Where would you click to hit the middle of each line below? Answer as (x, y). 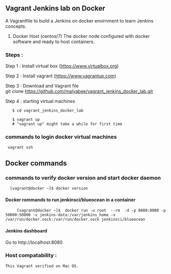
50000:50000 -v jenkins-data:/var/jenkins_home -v (60, 215)
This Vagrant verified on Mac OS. (42, 266)
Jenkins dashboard (26, 230)
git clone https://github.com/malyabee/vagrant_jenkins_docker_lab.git (79, 91)
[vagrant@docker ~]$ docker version (49, 188)
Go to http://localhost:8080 (34, 242)
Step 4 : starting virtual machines (40, 101)
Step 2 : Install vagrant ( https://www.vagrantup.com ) (61, 76)
